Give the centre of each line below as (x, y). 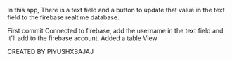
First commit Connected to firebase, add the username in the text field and (115, 31)
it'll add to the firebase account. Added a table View (83, 38)
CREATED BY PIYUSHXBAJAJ (50, 52)
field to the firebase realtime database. (63, 17)
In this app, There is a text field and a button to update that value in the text (116, 10)
